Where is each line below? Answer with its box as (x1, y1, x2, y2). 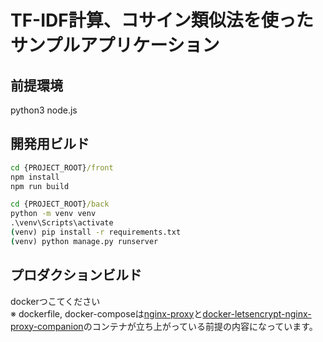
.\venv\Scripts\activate (10, 218, 114, 228)
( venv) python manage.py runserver (10, 236, 159, 246)
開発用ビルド (10, 136, 90, 153)
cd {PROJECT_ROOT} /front (10, 162, 114, 173)
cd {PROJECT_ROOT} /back (10, 199, 110, 210)
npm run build (10, 181, 70, 191)
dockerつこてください (10, 295, 101, 307)
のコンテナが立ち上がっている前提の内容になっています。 (83, 320, 318, 332)
